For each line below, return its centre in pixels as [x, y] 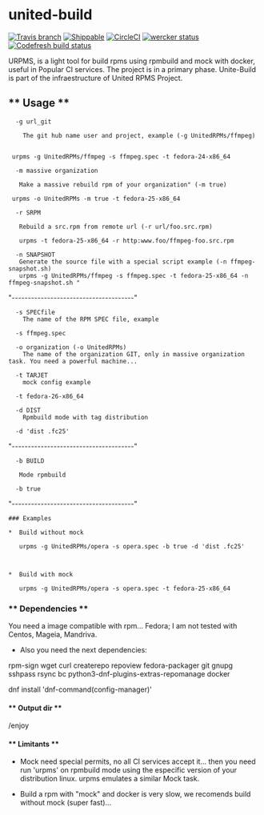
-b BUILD [30, 461]
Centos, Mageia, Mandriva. [53, 635]
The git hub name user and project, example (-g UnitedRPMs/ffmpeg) [139, 135]
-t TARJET [32, 375]
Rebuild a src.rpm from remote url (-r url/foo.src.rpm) [116, 227]
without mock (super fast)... [66, 803]
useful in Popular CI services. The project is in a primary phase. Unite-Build [132, 69]
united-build [50, 15]
